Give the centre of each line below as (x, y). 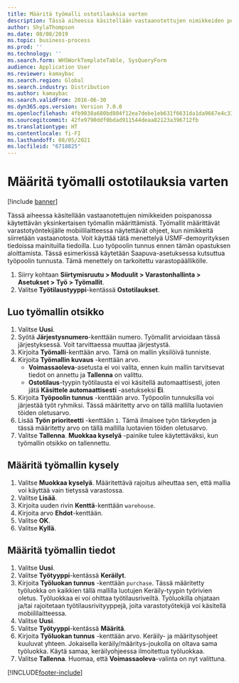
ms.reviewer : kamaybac (41, 73)
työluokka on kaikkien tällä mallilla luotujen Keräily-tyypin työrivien (115, 590)
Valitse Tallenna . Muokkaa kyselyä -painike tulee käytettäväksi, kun (118, 435)
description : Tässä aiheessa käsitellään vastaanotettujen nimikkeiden (116, 21)
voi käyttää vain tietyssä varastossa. (71, 490)
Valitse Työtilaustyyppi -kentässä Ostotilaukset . (89, 290)
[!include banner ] (33, 202)
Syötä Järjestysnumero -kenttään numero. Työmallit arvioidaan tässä (119, 337)
